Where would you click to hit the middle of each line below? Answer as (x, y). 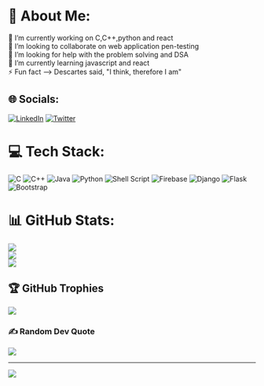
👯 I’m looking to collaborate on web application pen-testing (104, 46)
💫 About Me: (49, 16)
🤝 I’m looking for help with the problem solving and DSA (98, 54)
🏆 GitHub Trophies (56, 289)
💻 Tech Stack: (57, 151)
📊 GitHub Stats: (62, 220)
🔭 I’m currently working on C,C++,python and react (91, 38)
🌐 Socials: (34, 99)
